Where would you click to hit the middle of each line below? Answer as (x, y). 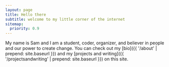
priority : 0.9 (24, 29)
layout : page (19, 10)
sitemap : (14, 24)
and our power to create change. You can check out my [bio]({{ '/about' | (81, 48)
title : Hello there (26, 15)
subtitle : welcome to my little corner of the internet (65, 19)
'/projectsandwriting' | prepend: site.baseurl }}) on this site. (67, 59)
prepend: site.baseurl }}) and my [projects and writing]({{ (65, 54)
